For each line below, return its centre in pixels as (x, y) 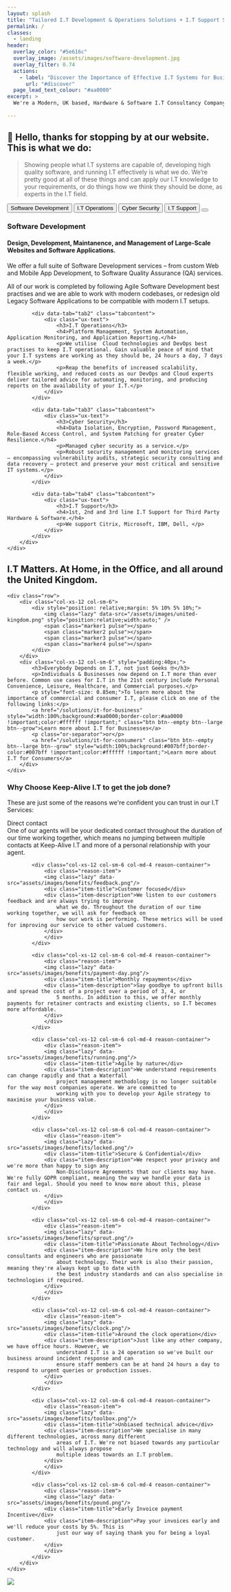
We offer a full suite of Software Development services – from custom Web (113, 265)
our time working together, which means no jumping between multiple (106, 838)
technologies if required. (46, 1280)
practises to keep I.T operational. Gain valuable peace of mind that (110, 349)
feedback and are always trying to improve (70, 901)
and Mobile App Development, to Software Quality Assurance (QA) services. (115, 273)
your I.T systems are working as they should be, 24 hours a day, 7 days (115, 356)
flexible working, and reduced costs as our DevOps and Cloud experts (110, 373)
